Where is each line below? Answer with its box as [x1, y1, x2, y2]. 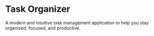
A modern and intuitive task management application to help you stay [5, 20, 149, 26]
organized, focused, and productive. [5, 25, 81, 31]
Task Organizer [5, 3, 70, 15]
